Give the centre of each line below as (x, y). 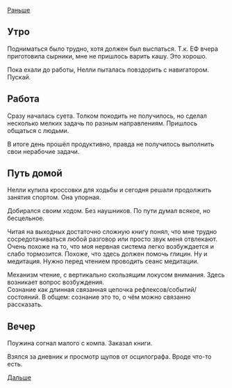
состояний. (24, 297)
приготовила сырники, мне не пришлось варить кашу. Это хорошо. (107, 56)
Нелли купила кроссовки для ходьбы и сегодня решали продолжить (109, 190)
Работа (23, 99)
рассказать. (25, 304)
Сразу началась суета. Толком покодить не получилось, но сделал (107, 116)
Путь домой (35, 173)
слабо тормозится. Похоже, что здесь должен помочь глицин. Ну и (107, 254)
